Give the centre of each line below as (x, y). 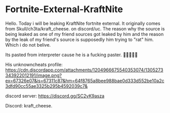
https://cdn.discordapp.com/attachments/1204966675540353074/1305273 (84, 70)
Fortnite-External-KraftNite (64, 9)
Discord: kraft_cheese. (29, 105)
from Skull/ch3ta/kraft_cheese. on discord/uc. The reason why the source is (85, 28)
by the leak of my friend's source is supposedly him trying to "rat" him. (80, 40)
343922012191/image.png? (34, 75)
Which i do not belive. (28, 45)
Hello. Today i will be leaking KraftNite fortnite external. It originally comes (83, 23)
